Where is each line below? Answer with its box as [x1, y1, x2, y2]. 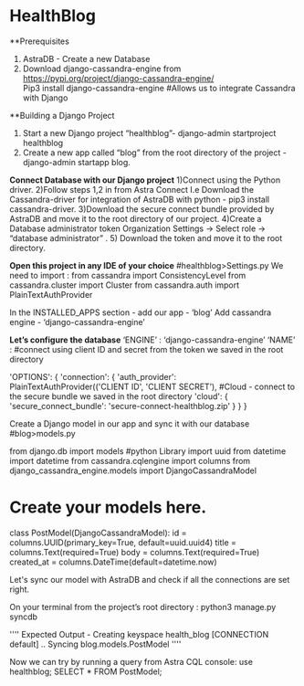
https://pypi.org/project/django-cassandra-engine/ [22, 72, 215, 83]
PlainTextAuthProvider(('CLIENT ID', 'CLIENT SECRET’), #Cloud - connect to [9, 381, 295, 392]
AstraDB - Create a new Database [22, 53, 151, 64]
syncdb [9, 611, 38, 622]
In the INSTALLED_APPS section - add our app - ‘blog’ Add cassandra [9, 307, 272, 318]
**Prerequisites [9, 36, 70, 47]
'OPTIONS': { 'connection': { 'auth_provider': [9, 371, 177, 382]
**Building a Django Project [9, 110, 115, 121]
